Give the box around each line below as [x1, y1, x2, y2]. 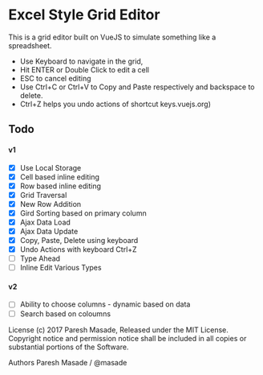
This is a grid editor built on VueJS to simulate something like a [8, 32, 216, 42]
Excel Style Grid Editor [8, 6, 160, 24]
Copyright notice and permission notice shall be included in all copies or [8, 333, 247, 343]
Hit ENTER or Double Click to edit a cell [19, 64, 150, 74]
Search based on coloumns [19, 308, 111, 319]
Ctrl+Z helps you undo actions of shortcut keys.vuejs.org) [19, 99, 211, 109]
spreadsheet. [8, 40, 52, 50]
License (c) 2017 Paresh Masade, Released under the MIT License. [8, 324, 229, 335]
